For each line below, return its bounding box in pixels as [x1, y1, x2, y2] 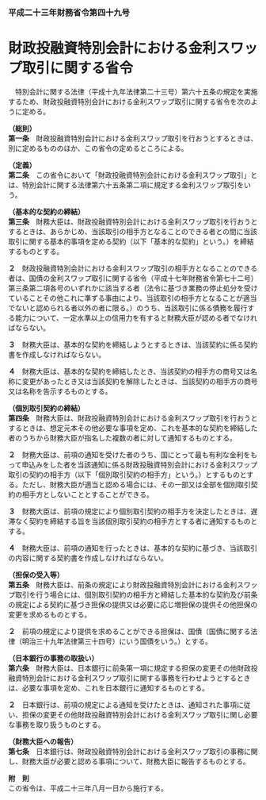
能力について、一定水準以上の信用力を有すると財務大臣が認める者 [14, 313, 230, 322]
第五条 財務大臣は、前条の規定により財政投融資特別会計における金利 [8, 579, 237, 589]
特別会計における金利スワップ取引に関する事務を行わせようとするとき [21, 673, 251, 683]
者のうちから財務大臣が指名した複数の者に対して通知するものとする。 [8, 433, 237, 442]
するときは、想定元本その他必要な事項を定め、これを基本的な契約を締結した [8, 423, 258, 433]
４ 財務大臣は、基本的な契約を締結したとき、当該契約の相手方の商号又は [8, 367, 251, 376]
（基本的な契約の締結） [8, 206, 85, 216]
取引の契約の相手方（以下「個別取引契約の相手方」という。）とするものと [8, 470, 247, 479]
